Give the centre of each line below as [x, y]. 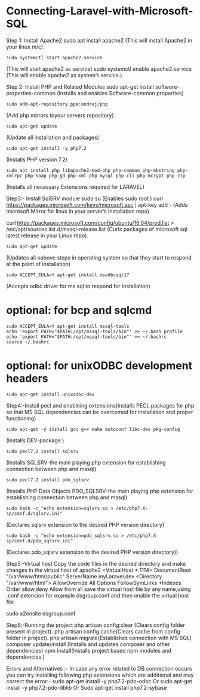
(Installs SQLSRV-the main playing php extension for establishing [86, 462]
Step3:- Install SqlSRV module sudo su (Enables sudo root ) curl [84, 198]
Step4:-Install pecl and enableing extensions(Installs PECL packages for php [100, 405]
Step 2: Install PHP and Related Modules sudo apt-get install [80, 87]
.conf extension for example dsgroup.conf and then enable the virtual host [98, 595]
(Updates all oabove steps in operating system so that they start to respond [99, 257]
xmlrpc [14, 176]
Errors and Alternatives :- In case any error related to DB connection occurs [99, 668]
